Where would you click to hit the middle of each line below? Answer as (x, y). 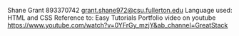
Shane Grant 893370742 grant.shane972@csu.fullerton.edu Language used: (120, 10)
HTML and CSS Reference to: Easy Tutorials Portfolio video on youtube (112, 18)
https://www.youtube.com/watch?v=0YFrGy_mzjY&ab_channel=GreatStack (118, 25)
